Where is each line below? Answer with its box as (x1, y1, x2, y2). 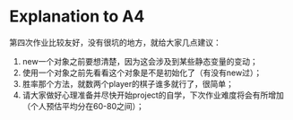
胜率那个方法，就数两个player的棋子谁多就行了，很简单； (22, 78, 235, 89)
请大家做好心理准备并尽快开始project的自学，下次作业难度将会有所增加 (22, 90, 284, 100)
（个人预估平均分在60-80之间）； (22, 100, 145, 111)
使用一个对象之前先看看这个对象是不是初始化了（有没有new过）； (22, 67, 263, 78)
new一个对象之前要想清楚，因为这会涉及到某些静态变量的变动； (22, 56, 258, 66)
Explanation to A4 (9, 6, 145, 27)
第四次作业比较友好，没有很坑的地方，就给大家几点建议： (9, 37, 221, 47)
